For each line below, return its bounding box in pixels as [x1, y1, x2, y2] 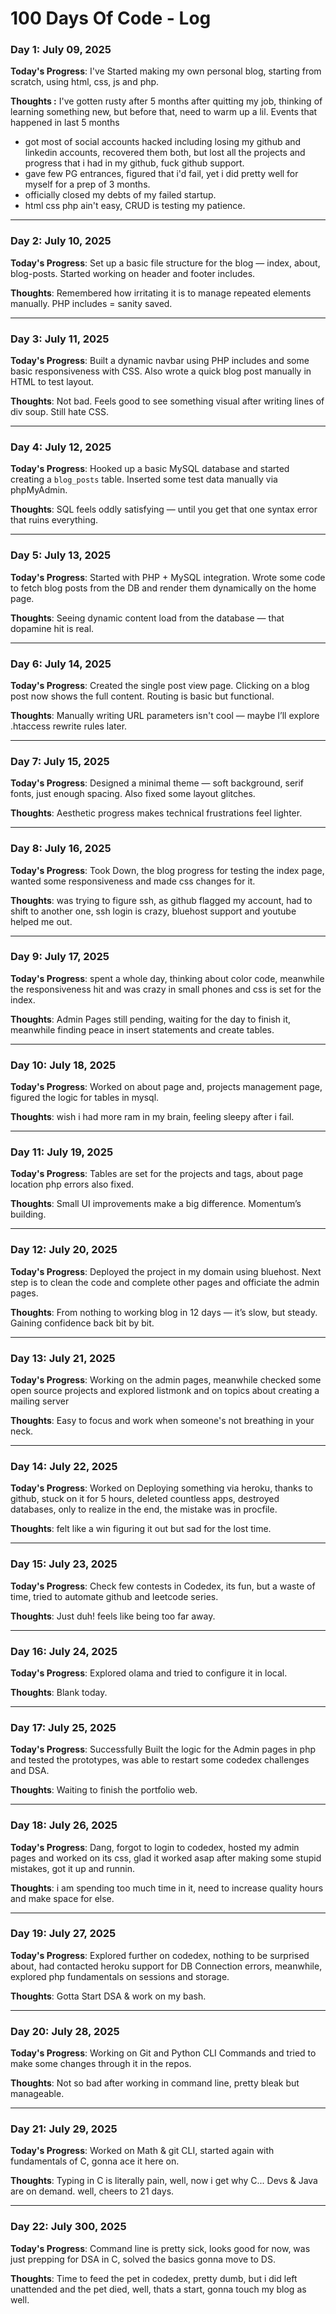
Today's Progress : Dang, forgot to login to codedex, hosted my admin [10, 1841, 300, 1853]
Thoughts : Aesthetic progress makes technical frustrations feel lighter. [10, 807, 303, 819]
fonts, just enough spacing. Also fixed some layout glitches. [10, 788, 256, 800]
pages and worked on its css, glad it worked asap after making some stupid [10, 1852, 322, 1864]
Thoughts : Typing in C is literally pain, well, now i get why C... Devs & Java [10, 2175, 318, 2187]
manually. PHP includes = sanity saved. [10, 297, 173, 309]
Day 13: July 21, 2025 [10, 1351, 116, 1365]
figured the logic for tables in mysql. [10, 1092, 160, 1104]
